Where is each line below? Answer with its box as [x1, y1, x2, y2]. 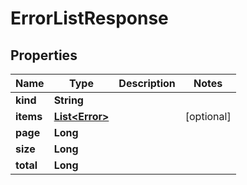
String [53, 93, 84, 107]
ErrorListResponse [10, 7, 169, 30]
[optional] [184, 110, 232, 123]
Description [118, 77, 176, 90]
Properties [10, 47, 78, 64]
